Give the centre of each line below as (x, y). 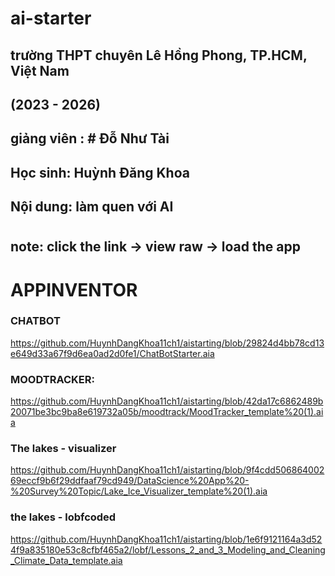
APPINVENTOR (74, 289)
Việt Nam (40, 70)
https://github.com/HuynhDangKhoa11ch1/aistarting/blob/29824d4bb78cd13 (167, 343)
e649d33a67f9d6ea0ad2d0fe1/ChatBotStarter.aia (112, 353)
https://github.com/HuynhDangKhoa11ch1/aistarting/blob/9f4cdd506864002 (167, 470)
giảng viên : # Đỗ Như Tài (90, 138)
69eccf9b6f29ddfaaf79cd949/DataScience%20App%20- (130, 481)
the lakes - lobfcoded (63, 517)
